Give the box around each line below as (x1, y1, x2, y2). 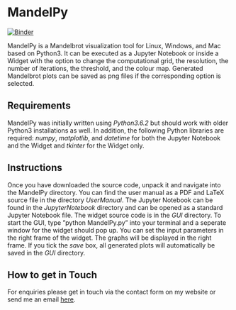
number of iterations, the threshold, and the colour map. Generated (7, 64, 203, 72)
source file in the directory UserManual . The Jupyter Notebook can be (7, 196, 213, 204)
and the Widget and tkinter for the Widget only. (7, 141, 145, 150)
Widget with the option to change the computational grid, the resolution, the (7, 56, 229, 65)
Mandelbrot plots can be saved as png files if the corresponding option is (7, 72, 222, 80)
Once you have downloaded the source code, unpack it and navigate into (7, 180, 221, 189)
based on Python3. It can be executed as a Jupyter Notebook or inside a (7, 49, 219, 57)
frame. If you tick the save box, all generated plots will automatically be (7, 240, 215, 249)
